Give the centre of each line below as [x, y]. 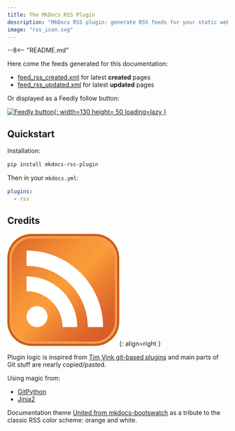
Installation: [24, 151]
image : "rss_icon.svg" [40, 29]
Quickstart [31, 134]
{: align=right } [140, 344]
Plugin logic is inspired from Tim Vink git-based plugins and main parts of [113, 357]
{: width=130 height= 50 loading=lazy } [110, 112]
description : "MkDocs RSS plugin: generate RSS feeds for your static [112, 22]
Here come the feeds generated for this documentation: [87, 64]
